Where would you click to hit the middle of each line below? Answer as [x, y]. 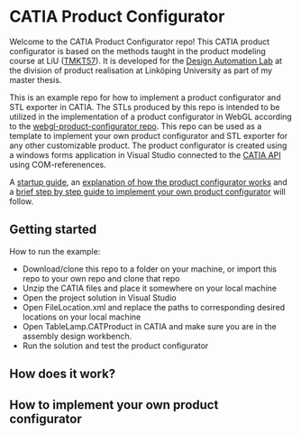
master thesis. [36, 79]
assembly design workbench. [77, 336]
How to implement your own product [114, 405]
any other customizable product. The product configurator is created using [148, 145]
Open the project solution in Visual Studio [100, 297]
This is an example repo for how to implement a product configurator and [145, 97]
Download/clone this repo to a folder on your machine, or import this [150, 269]
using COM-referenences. [58, 164]
